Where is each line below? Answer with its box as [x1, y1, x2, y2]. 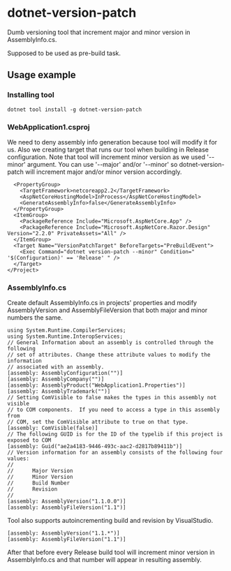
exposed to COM [7, 437, 52, 444]
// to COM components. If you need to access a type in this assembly [7, 406, 220, 413]
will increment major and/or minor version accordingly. [25, 168, 183, 176]
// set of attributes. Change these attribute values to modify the [7, 351, 211, 359]
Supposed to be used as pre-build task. [7, 49, 121, 57]
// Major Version [7, 468, 73, 475]
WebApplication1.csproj [7, 122, 90, 132]
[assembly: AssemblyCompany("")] [7, 376, 105, 383]
